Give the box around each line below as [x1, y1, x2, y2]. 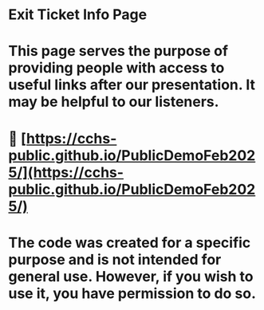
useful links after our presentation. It [8, 76, 255, 94]
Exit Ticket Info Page [8, 6, 148, 24]
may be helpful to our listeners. [8, 93, 219, 111]
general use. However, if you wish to [8, 267, 254, 285]
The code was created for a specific [8, 233, 251, 252]
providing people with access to [8, 59, 225, 77]
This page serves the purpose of [8, 42, 229, 61]
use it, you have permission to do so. [8, 284, 257, 302]
